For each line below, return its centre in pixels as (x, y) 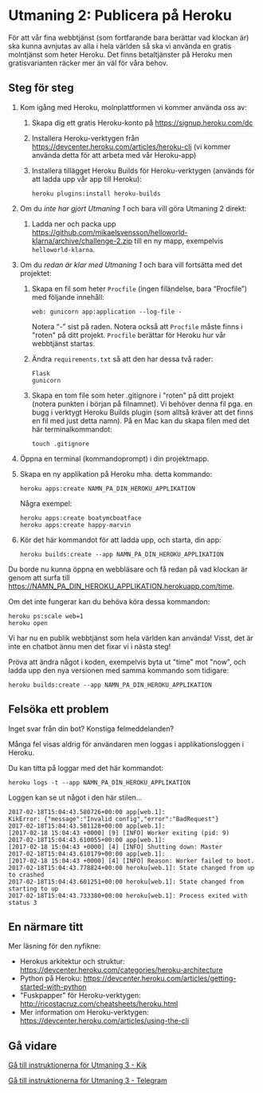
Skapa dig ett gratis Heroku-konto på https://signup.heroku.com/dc (142, 123)
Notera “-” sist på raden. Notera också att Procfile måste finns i (137, 326)
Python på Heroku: (51, 978)
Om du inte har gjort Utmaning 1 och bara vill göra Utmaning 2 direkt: (133, 208)
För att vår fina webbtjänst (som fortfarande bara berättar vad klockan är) (129, 37)
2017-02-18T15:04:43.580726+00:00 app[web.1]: (87, 812)
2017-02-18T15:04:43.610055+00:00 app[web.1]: (87, 839)
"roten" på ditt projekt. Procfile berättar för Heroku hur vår (129, 335)
